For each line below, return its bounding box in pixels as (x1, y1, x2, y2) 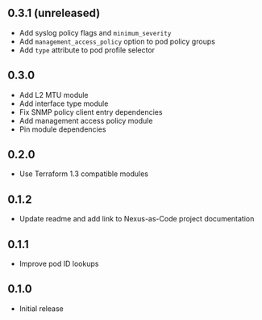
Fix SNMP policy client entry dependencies (19, 107, 163, 116)
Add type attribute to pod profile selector (19, 44, 155, 55)
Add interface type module (19, 99, 109, 108)
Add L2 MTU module (19, 90, 89, 99)
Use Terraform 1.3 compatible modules (19, 169, 148, 179)
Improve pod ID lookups (19, 259, 99, 269)
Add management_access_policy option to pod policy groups (19, 36, 215, 46)
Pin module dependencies (19, 124, 106, 134)
